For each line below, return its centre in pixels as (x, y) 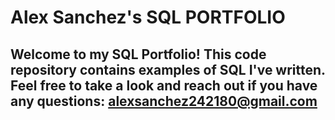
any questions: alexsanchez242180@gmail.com (164, 101)
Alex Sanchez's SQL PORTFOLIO (148, 17)
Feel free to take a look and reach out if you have (164, 85)
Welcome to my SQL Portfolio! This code (138, 54)
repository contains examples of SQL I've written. (168, 69)
